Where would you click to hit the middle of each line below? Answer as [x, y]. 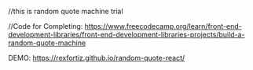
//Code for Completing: [46, 26]
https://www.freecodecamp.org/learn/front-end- [163, 26]
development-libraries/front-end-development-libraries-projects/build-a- [126, 35]
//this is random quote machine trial [66, 11]
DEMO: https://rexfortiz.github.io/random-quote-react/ [97, 58]
